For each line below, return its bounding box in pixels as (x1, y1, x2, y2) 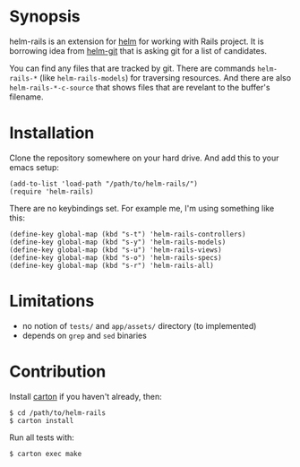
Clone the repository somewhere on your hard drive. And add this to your (9, 152, 279, 163)
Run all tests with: (9, 432, 74, 443)
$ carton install (9, 416, 74, 425)
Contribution (9, 361, 107, 382)
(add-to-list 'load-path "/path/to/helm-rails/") (9, 179, 199, 188)
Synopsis (9, 6, 81, 27)
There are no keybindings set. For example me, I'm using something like (9, 203, 275, 213)
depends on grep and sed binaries (21, 330, 148, 341)
